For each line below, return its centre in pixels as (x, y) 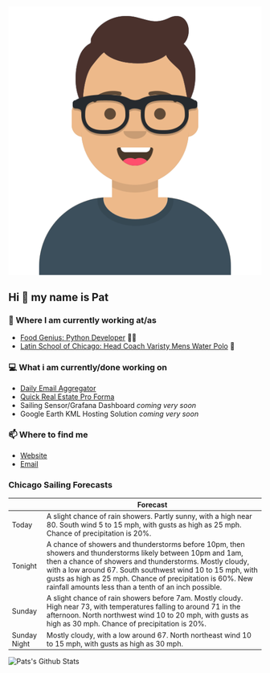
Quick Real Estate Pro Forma (67, 397)
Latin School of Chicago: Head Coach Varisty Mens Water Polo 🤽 (127, 346)
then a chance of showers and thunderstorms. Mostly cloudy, (148, 561)
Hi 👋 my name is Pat (59, 297)
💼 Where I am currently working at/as (82, 320)
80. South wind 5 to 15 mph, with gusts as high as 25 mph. (144, 524)
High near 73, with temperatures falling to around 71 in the (144, 607)
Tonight (25, 565)
